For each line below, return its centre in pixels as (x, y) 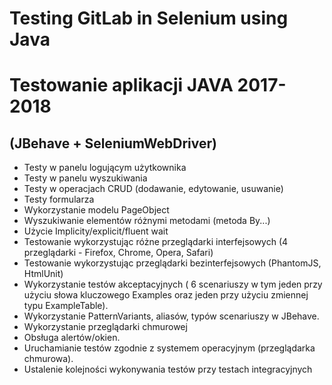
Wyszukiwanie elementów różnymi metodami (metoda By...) (147, 221)
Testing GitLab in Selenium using (149, 18)
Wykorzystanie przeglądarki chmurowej (105, 327)
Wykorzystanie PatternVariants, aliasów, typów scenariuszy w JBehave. (171, 316)
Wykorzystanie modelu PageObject (96, 210)
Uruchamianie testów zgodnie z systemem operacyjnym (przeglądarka (169, 348)
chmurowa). (48, 359)
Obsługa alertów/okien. (72, 338)
